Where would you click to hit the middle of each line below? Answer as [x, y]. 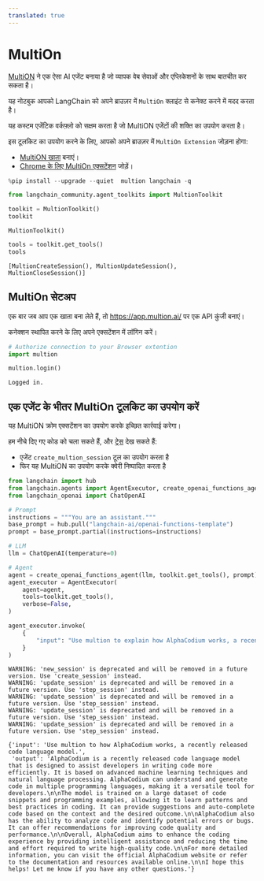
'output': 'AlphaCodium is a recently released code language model [126, 759]
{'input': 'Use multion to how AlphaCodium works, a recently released [128, 745]
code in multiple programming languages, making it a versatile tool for [132, 786]
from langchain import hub [52, 481]
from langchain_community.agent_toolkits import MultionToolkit [115, 195]
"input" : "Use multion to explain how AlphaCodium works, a [137, 640]
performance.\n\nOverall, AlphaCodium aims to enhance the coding [119, 835]
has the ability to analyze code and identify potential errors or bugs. [132, 821]
